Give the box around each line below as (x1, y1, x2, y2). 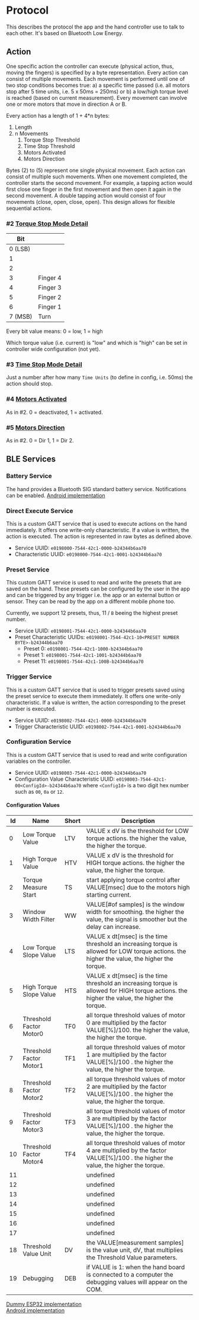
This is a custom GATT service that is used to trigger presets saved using (6, 686, 185, 693)
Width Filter (23, 915, 55, 923)
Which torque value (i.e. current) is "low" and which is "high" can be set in (6, 340, 188, 347)
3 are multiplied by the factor (86, 1114, 167, 1123)
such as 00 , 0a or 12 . (14, 788, 64, 795)
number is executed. (6, 705, 56, 712)
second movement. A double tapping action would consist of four (6, 191, 166, 199)
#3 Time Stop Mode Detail (6, 360, 82, 369)
